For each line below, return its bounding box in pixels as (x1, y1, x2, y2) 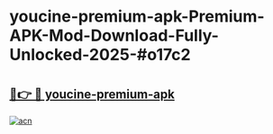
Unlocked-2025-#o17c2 (9, 45, 191, 65)
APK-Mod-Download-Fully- (9, 25, 219, 46)
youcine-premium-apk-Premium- (9, 6, 265, 27)
